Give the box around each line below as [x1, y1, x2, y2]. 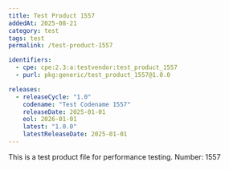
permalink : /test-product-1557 [8, 42, 113, 50]
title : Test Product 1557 [8, 11, 95, 20]
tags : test [8, 34, 45, 42]
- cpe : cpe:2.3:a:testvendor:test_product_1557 [15, 63, 178, 72]
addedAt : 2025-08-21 [8, 19, 78, 27]
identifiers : [8, 56, 52, 64]
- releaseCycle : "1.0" [15, 93, 92, 101]
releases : [8, 85, 42, 93]
